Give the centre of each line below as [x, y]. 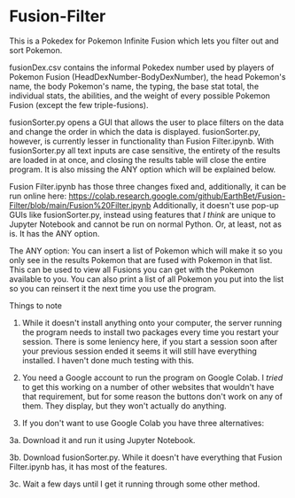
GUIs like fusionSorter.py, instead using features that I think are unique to [143, 214]
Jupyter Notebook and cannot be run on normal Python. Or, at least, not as [145, 224]
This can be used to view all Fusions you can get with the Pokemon [132, 269]
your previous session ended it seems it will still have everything [139, 351]
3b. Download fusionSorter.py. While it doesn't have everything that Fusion [146, 457]
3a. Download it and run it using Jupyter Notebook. [102, 440]
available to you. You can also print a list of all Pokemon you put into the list [147, 279]
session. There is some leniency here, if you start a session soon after [149, 341]
